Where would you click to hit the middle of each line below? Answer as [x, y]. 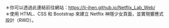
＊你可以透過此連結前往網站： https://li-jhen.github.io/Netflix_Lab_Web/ [80, 7]
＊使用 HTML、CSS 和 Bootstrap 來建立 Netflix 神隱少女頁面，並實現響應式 [85, 14]
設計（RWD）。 [21, 20]
